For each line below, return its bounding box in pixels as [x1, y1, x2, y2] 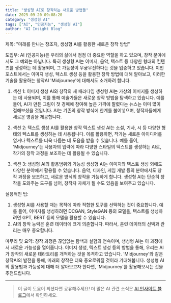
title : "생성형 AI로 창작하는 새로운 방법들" [5, 7, 89, 13]
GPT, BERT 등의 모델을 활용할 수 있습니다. [22, 215, 106, 221]
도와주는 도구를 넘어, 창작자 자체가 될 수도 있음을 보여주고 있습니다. [22, 180, 155, 186]
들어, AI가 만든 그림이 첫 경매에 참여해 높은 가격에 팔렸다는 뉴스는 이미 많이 [12, 101, 161, 107]
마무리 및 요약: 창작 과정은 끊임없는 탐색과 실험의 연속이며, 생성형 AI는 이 [5, 238, 149, 244]
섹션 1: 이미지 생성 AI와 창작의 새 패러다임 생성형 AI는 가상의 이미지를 [12, 88, 149, 94]
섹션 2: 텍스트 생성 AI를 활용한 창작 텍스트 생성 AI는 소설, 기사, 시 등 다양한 [12, 124, 161, 131]
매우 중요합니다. [22, 228, 54, 234]
